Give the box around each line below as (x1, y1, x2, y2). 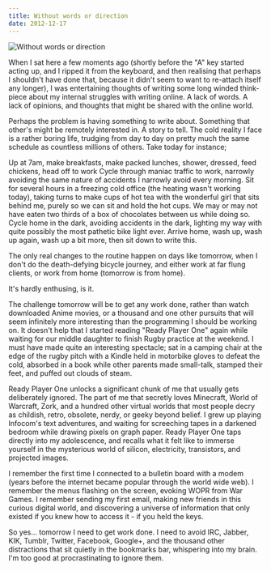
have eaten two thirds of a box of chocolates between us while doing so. (8, 209, 251, 219)
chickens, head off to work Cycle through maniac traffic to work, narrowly (8, 166, 255, 176)
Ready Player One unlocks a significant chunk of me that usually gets (8, 384, 239, 394)
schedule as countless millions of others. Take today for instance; (8, 142, 227, 151)
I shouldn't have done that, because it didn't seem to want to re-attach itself (8, 75, 261, 84)
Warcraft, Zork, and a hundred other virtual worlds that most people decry (8, 401, 256, 411)
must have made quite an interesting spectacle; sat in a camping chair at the (8, 342, 263, 352)
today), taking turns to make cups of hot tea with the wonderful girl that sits (8, 192, 260, 202)
